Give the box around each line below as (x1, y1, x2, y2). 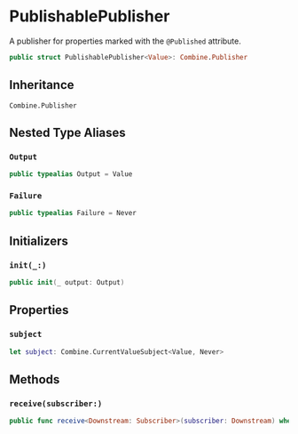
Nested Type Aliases (9, 125, 126, 141)
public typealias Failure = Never (9, 209, 137, 218)
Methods (9, 372, 60, 387)
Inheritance (9, 77, 74, 92)
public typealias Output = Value (9, 170, 133, 179)
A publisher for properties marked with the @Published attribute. (9, 36, 242, 46)
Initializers (9, 233, 69, 248)
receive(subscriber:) (9, 398, 103, 408)
